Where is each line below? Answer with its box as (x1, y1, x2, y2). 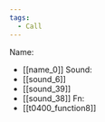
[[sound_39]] (22, 83, 72, 94)
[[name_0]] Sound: (22, 64, 92, 75)
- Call (17, 22, 43, 31)
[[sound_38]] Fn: (22, 92, 85, 104)
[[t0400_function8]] (22, 102, 97, 113)
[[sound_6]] (22, 73, 66, 84)
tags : (9, 13, 30, 23)
